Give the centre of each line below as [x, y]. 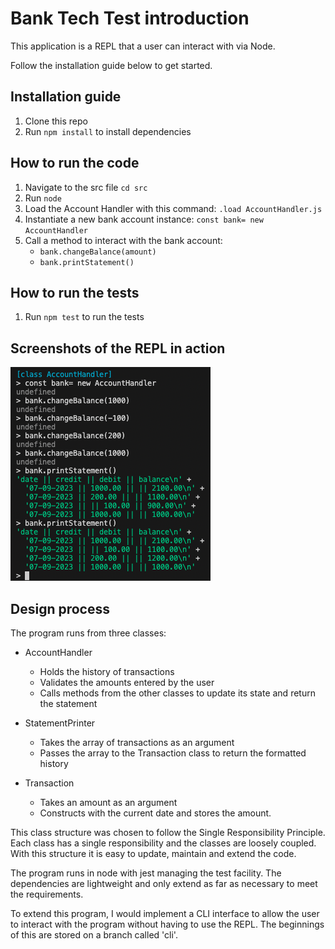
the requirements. [47, 894]
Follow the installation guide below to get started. [111, 65]
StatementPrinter [60, 723]
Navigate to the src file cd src [86, 187]
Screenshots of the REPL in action [118, 348]
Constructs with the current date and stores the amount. [155, 813]
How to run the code [75, 163]
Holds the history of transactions [107, 671]
